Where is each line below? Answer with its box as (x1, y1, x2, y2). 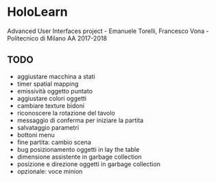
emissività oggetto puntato (16, 87, 93, 95)
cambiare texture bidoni (16, 101, 84, 110)
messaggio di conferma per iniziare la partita (16, 116, 144, 124)
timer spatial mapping (16, 80, 79, 88)
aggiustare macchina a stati (16, 72, 96, 80)
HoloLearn (7, 4, 68, 20)
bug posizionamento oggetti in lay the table (16, 145, 140, 153)
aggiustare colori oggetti (16, 94, 87, 102)
